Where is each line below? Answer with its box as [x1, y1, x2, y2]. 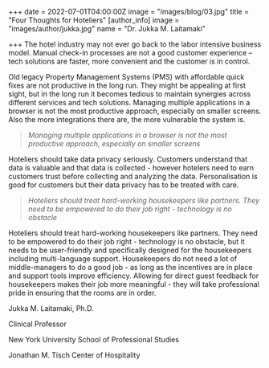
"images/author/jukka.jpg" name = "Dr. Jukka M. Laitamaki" [8, 24, 206, 33]
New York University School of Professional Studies [8, 335, 179, 344]
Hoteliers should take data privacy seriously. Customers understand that [8, 154, 247, 164]
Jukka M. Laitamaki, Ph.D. [8, 304, 94, 313]
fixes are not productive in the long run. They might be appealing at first [8, 80, 247, 90]
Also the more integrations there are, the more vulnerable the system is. [8, 115, 246, 124]
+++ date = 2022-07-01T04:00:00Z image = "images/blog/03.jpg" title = [8, 7, 249, 16]
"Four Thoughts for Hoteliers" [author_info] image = [8, 15, 180, 25]
